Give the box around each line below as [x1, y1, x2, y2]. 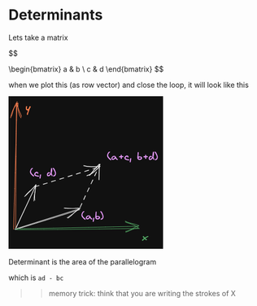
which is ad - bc [8, 273, 64, 282]
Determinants [8, 6, 103, 24]
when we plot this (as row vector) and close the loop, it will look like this [8, 80, 250, 90]
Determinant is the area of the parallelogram [8, 256, 157, 266]
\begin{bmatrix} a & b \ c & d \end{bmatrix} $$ [8, 63, 164, 74]
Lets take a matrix [8, 33, 68, 42]
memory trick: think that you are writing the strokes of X [48, 288, 236, 298]
